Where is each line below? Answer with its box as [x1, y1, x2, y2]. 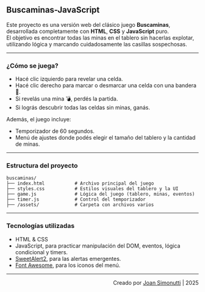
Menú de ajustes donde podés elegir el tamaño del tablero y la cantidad [15, 134, 196, 141]
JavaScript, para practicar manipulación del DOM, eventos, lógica [15, 242, 181, 249]
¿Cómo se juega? [6, 61, 59, 69]
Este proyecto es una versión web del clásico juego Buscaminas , [6, 21, 171, 28]
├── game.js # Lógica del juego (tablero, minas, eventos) [6, 191, 195, 198]
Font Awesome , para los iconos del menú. [15, 262, 121, 269]
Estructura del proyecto [6, 162, 78, 170]
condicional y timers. [15, 248, 68, 255]
